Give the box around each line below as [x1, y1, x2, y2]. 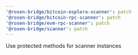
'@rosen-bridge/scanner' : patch [5, 25, 88, 32]
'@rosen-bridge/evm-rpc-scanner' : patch [5, 20, 111, 26]
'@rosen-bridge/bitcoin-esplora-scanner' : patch [5, 8, 132, 15]
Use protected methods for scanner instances [5, 42, 122, 50]
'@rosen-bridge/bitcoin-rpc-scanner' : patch [5, 15, 121, 21]
